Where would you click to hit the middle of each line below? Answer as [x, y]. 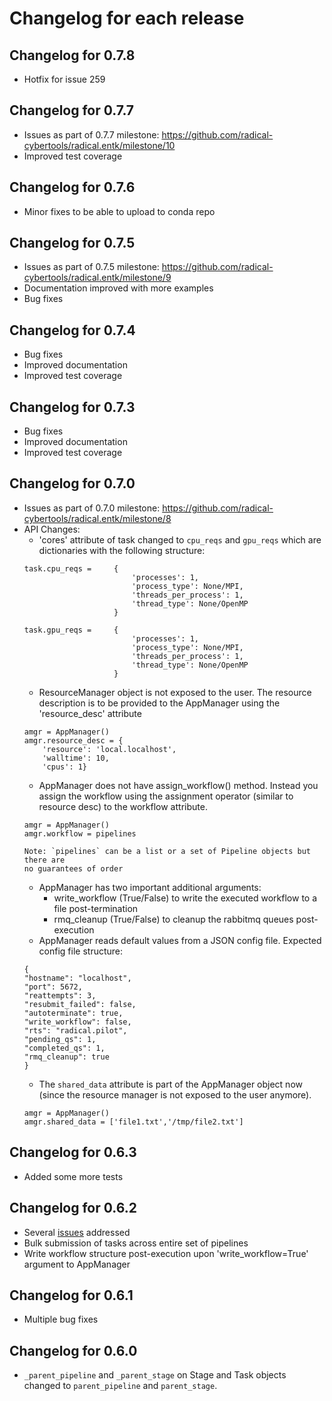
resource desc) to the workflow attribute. [123, 806]
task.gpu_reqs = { [71, 630]
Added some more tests [73, 1176]
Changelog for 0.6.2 [73, 1208]
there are [44, 860]
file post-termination [96, 908]
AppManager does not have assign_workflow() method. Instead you [178, 785]
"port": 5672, [53, 987]
